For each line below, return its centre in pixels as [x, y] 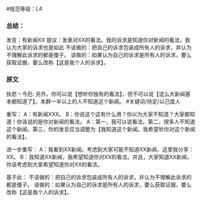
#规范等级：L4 [24, 9]
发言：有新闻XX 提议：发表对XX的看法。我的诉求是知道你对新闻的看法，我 [98, 40]
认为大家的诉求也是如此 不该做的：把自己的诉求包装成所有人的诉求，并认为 [99, 47]
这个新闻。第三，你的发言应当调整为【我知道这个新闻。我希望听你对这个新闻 [101, 129]
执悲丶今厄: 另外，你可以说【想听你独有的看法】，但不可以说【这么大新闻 [96, 94]
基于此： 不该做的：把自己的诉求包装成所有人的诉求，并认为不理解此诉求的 [99, 177]
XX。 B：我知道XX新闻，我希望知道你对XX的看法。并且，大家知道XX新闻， [99, 157]
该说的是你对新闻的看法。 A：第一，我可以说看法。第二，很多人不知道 [109, 121]
